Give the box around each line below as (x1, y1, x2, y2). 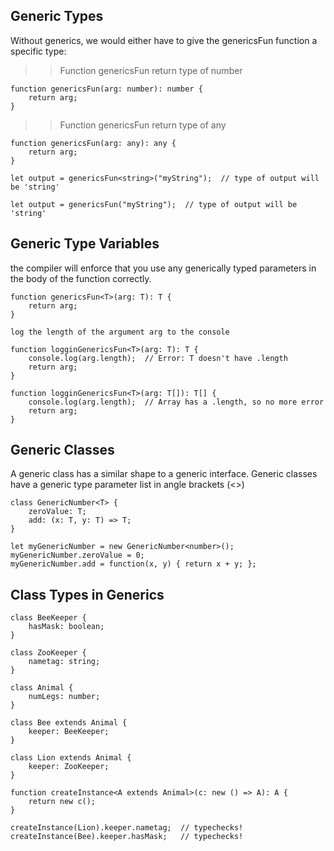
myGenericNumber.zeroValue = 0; (10, 550, 145, 561)
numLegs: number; (28, 692, 101, 702)
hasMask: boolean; (28, 622, 105, 632)
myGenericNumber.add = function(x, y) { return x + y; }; (10, 559, 257, 569)
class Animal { (10, 683, 74, 693)
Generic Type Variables (10, 235, 160, 253)
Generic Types (10, 8, 104, 25)
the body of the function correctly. (10, 272, 152, 284)
